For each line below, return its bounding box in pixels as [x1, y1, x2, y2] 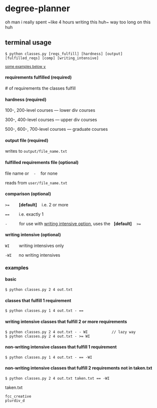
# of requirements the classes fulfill [5, 85, 76, 91]
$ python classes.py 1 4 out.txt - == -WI [5, 355, 92, 360]
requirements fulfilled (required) [5, 74, 72, 81]
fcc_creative [5, 394, 32, 399]
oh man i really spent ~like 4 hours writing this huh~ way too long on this [5, 19, 151, 25]
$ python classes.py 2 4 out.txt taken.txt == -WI [5, 376, 110, 381]
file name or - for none [5, 170, 58, 176]
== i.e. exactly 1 [5, 211, 44, 217]
